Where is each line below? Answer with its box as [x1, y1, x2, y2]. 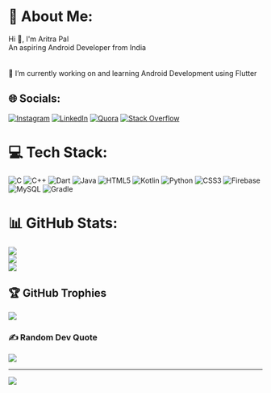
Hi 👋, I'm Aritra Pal [8, 34, 69, 44]
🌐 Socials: [8, 92, 61, 106]
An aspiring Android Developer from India [8, 42, 147, 52]
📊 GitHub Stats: [8, 213, 119, 232]
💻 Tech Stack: [8, 143, 108, 161]
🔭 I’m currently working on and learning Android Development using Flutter [8, 68, 257, 78]
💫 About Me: [8, 7, 94, 26]
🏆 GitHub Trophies [8, 286, 107, 300]
